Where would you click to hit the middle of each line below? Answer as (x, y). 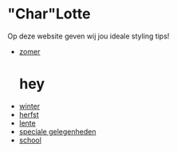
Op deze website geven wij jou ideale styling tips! (88, 36)
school (30, 140)
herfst (29, 114)
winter (29, 106)
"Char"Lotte (49, 14)
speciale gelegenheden (57, 131)
